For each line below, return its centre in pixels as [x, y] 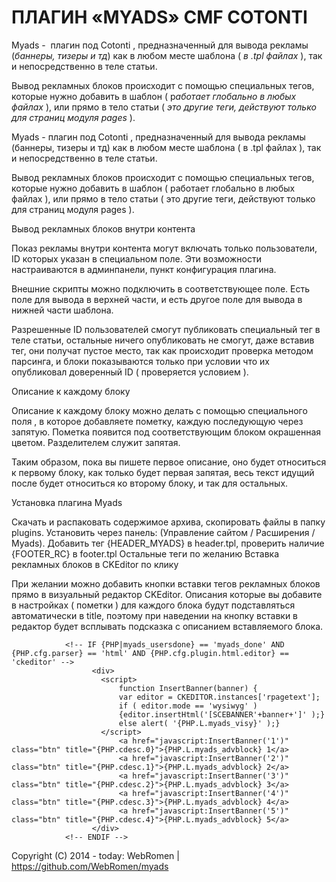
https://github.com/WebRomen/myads [90, 866]
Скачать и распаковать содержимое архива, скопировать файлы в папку [168, 522]
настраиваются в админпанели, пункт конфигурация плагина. [144, 269]
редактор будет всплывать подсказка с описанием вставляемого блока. [167, 626]
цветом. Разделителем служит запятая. [96, 442]
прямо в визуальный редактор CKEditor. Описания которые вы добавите [167, 594]
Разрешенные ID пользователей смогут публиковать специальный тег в [166, 329]
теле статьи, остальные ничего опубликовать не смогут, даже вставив [163, 340]
